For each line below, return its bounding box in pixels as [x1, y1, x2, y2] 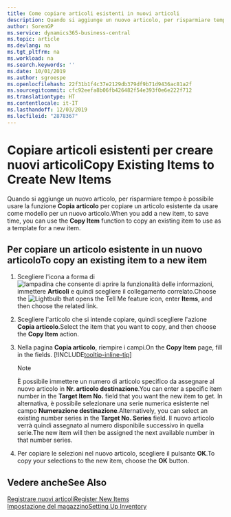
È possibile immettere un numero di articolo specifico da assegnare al [16, 377, 215, 386]
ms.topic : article [7, 36, 60, 43]
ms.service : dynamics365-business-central [7, 29, 131, 37]
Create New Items [7, 172, 112, 187]
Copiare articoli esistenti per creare [7, 142, 214, 158]
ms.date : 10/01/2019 [7, 68, 67, 74]
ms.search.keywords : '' [7, 61, 76, 68]
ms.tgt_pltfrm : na [7, 49, 60, 56]
